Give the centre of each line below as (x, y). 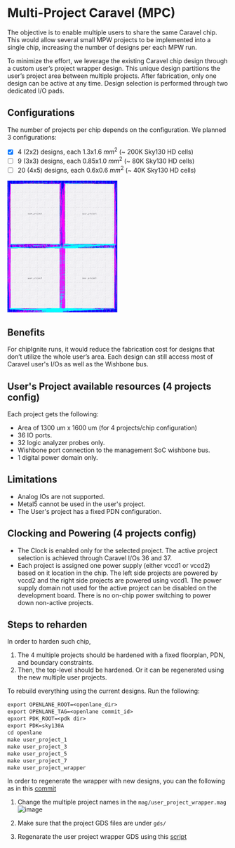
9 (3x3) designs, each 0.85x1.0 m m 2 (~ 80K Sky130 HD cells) (106, 161)
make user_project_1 (38, 740)
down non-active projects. (55, 602)
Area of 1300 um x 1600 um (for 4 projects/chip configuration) (107, 428)
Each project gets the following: (53, 414)
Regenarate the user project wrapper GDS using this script (102, 837)
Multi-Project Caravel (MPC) (92, 13)
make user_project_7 (38, 761)
